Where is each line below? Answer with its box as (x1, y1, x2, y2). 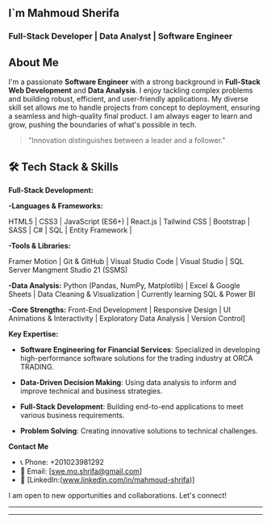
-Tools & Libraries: (8, 241, 71, 250)
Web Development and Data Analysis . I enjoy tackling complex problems (8, 86, 253, 95)
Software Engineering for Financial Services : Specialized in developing (19, 345, 261, 354)
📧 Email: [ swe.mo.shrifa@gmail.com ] (19, 466, 143, 475)
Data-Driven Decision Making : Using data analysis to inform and (19, 377, 236, 387)
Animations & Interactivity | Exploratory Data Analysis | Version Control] (8, 313, 246, 323)
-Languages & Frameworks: (8, 201, 103, 211)
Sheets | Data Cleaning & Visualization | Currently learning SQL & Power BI (8, 289, 256, 299)
